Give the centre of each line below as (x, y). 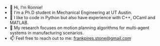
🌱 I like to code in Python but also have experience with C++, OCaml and (82, 17)
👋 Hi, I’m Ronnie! (26, 7)
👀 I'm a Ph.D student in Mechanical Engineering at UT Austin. (71, 12)
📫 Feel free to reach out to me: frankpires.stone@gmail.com (70, 38)
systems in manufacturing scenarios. (47, 33)
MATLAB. (19, 23)
